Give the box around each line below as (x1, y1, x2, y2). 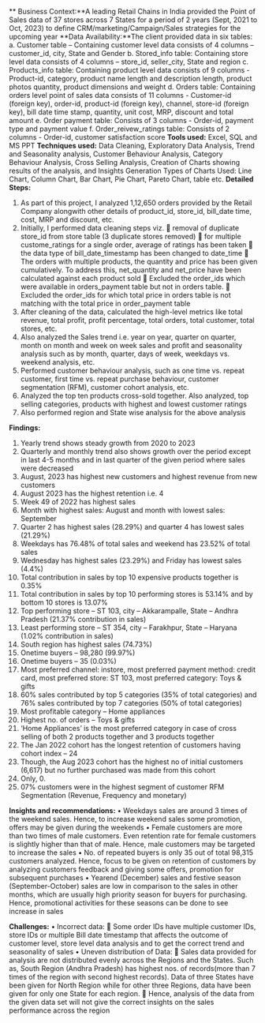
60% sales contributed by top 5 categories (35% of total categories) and (20, 690, 257, 699)
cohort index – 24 (20, 749, 78, 758)
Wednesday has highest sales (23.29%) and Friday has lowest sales (20, 556, 242, 565)
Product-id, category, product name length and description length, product (9, 74, 252, 83)
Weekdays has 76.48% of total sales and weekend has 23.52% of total (20, 539, 251, 548)
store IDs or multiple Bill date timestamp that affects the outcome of (9, 931, 229, 939)
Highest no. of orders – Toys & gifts (20, 715, 136, 725)
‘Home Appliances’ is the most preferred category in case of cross (20, 724, 237, 733)
